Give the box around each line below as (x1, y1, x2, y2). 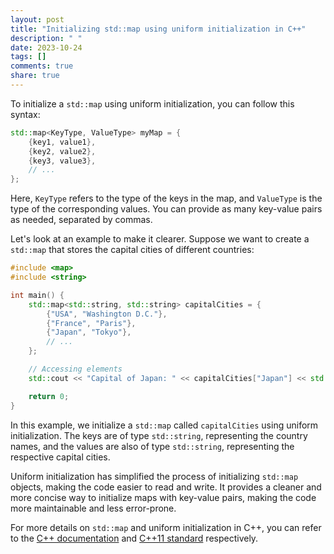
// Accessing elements (28, 364, 123, 374)
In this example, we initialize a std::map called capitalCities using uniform (10, 419, 319, 431)
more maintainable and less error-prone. (10, 502, 177, 514)
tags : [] (10, 52, 47, 62)
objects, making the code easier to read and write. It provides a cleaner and (10, 481, 322, 493)
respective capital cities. (10, 451, 111, 463)
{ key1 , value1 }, (28, 137, 97, 147)
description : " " (10, 33, 83, 43)
